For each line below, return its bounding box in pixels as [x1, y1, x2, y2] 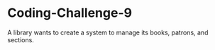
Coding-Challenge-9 [7, 5, 133, 21]
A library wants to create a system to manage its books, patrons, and [7, 28, 209, 37]
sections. [7, 35, 34, 44]
